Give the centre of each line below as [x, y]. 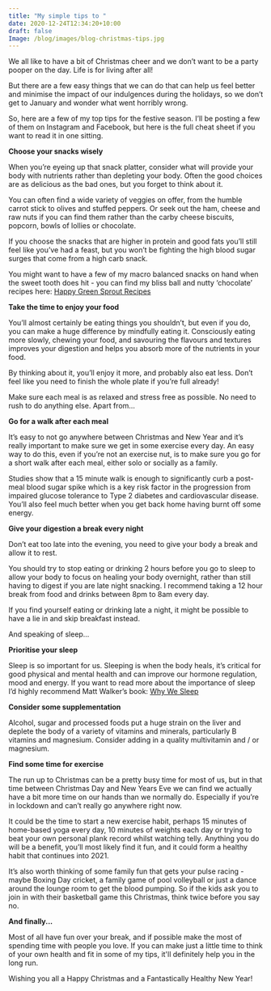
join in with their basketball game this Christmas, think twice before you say [134, 897]
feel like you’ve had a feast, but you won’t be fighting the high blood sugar [132, 250]
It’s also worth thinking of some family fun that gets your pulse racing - [126, 871]
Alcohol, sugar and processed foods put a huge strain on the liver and [125, 723]
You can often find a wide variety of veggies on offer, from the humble [125, 200]
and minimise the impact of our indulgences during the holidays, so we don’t [136, 95]
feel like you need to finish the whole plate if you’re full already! [114, 382]
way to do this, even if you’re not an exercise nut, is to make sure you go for [135, 455]
